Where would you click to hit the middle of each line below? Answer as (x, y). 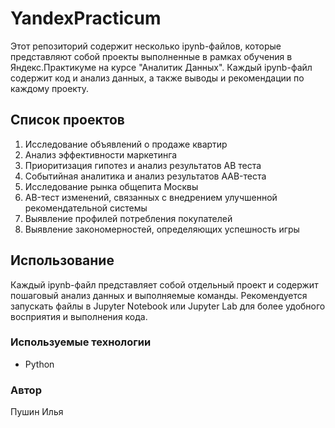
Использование (62, 260)
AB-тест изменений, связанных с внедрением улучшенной (151, 197)
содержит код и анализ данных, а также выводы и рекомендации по (157, 78)
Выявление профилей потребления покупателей (128, 218)
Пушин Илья (37, 412)
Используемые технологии (81, 342)
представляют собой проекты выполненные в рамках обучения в (151, 56)
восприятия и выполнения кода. (79, 316)
